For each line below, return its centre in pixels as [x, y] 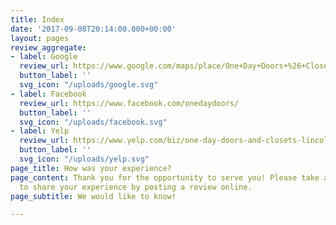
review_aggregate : [48, 47]
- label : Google [44, 57]
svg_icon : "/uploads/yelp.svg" [84, 159]
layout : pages [40, 38]
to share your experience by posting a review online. [136, 187]
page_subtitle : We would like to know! [93, 196]
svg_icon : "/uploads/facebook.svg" [93, 122]
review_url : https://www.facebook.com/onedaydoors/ [129, 103]
